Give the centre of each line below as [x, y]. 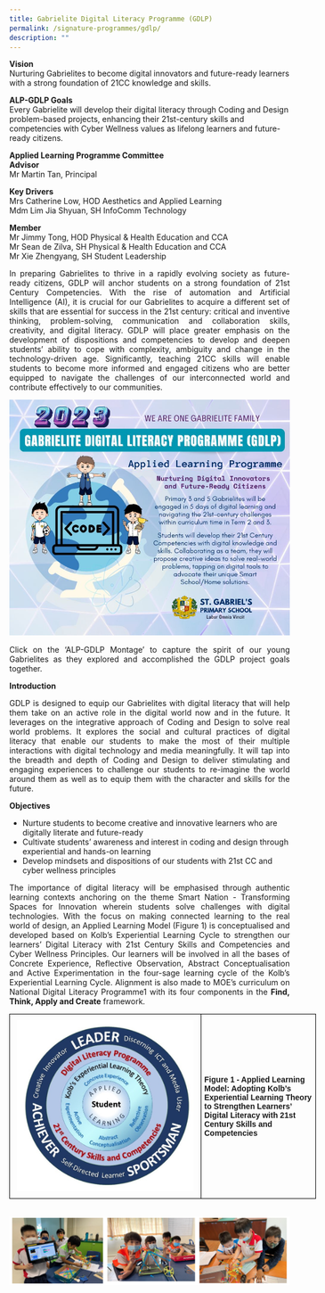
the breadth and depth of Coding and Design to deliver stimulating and [150, 760]
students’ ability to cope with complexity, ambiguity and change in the [150, 350]
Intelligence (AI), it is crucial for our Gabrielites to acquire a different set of [150, 302]
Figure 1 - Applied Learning [255, 1079]
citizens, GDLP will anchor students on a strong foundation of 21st [162, 283]
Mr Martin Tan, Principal [53, 175]
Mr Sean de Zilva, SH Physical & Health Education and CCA [118, 247]
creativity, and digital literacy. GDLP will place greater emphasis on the [150, 331]
